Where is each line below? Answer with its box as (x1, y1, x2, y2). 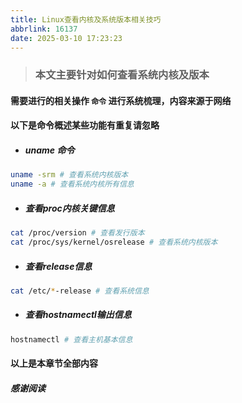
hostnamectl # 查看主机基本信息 (10, 334, 133, 345)
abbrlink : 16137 (10, 24, 78, 34)
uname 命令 (24, 144, 75, 156)
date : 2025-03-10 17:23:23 (10, 33, 123, 43)
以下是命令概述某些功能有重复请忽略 (10, 119, 160, 131)
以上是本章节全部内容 (10, 357, 98, 370)
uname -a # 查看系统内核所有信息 (10, 179, 135, 190)
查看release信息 (24, 260, 93, 272)
